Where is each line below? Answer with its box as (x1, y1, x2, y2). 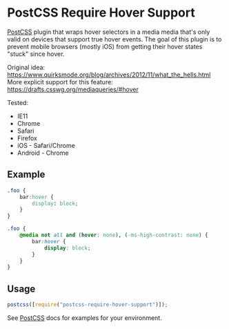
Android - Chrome (17, 149, 69, 157)
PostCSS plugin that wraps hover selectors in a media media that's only (7, 28, 210, 36)
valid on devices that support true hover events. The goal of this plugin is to (7, 35, 222, 43)
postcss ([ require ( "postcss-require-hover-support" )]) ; (7, 301, 168, 308)
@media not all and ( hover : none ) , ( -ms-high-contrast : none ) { (19, 232, 208, 238)
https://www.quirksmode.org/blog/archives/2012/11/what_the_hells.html (7, 70, 211, 79)
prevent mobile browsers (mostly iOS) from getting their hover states (7, 42, 203, 50)
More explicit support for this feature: (7, 77, 114, 86)
